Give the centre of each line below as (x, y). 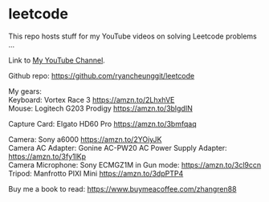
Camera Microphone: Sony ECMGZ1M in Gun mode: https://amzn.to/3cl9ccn (135, 164)
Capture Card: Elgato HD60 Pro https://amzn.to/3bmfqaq (102, 123)
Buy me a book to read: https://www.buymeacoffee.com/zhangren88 (122, 188)
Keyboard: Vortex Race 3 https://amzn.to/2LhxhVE (92, 99)
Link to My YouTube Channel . (57, 60)
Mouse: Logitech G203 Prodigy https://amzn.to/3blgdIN (100, 108)
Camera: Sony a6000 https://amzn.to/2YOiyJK (85, 139)
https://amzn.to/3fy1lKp (47, 156)
